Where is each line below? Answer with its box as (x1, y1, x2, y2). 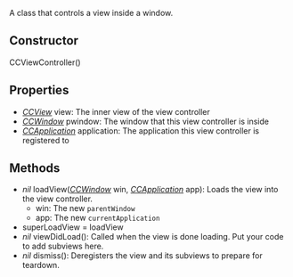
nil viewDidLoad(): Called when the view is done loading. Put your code (21, 232, 284, 242)
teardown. (21, 260, 60, 271)
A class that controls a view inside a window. (9, 8, 174, 18)
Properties (9, 83, 69, 98)
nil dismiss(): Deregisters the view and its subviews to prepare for (21, 250, 263, 261)
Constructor (9, 33, 78, 48)
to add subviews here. (21, 240, 104, 252)
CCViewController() (9, 57, 82, 68)
